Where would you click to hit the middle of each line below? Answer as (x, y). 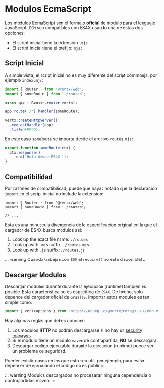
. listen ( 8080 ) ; (25, 129)
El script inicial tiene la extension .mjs (50, 42)
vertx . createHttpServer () (31, 120)
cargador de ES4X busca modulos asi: (43, 230)
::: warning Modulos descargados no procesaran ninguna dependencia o (78, 375)
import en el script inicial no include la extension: (54, 194)
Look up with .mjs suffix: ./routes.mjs (51, 245)
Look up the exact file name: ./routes (50, 239)
